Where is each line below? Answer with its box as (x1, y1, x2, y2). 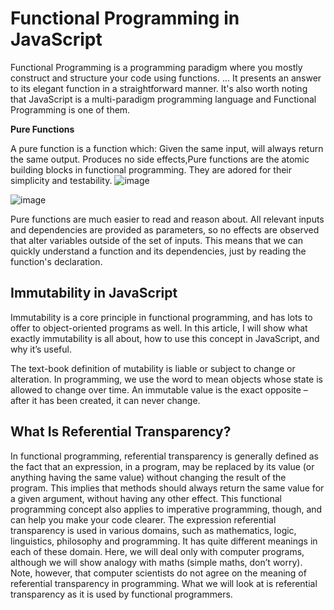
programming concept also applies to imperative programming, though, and (10, 503, 323, 515)
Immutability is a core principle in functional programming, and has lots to (10, 311, 313, 323)
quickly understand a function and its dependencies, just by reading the (10, 245, 307, 257)
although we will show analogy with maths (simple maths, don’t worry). (10, 556, 303, 568)
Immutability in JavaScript (10, 285, 178, 302)
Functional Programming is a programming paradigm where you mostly (10, 61, 303, 73)
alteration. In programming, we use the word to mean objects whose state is (10, 373, 323, 385)
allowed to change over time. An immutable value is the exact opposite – (10, 383, 308, 396)
